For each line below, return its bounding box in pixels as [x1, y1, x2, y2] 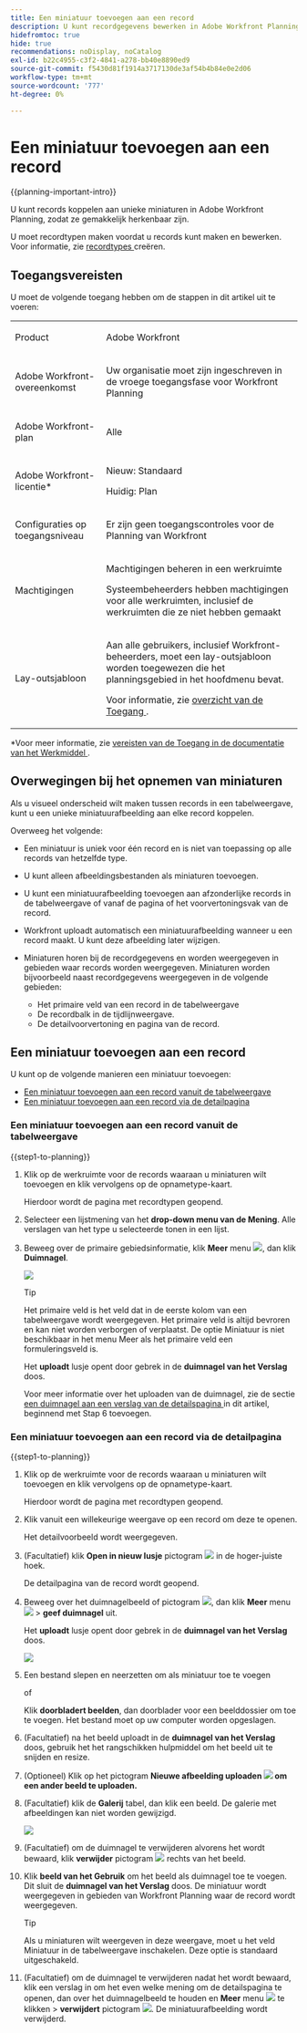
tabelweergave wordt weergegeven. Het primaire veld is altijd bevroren [23, 1314, 291, 1325]
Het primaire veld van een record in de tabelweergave [36, 999, 240, 1010]
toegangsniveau [15, 529, 85, 542]
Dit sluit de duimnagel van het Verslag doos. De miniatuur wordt [23, 1880, 267, 1891]
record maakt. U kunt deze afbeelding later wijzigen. [23, 934, 220, 945]
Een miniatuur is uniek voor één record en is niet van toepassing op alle [23, 843, 292, 854]
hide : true [10, 38, 52, 48]
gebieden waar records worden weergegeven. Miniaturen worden [23, 961, 271, 972]
